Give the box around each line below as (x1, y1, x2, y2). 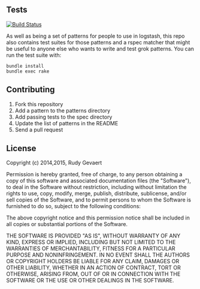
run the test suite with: (6, 51, 62, 59)
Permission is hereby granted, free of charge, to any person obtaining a (6, 171, 183, 178)
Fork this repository (14, 100, 63, 107)
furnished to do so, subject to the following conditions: (6, 203, 141, 210)
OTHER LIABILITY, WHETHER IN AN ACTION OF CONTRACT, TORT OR (6, 264, 181, 272)
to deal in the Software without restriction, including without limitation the (6, 183, 187, 191)
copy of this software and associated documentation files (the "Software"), (6, 177, 192, 185)
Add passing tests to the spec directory (14, 113, 113, 121)
